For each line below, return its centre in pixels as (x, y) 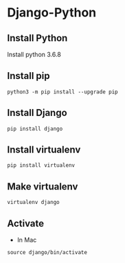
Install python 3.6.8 (34, 54)
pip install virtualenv (41, 165)
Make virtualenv (43, 186)
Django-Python (52, 13)
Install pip (29, 76)
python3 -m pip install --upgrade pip (62, 92)
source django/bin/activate (47, 253)
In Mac (27, 240)
